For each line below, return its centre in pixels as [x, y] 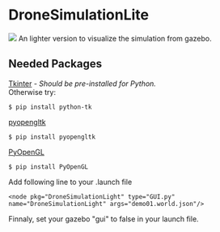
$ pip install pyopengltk [52, 137]
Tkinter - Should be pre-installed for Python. [82, 84]
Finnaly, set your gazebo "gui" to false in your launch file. [104, 219]
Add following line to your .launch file [70, 182]
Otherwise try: [32, 92]
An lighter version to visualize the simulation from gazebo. [115, 38]
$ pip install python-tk [50, 107]
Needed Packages [55, 64]
